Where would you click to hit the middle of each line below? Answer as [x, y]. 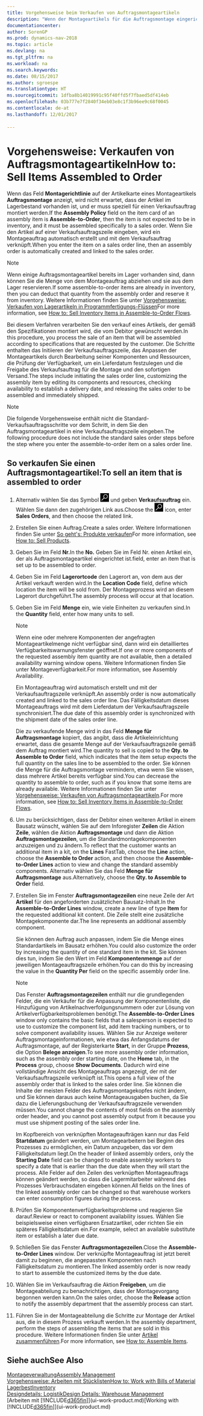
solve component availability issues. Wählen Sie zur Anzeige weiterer [101, 1033]
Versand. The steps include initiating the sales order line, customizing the [97, 376]
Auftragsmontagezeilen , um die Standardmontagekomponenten [96, 839]
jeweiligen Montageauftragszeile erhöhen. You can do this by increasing [104, 965]
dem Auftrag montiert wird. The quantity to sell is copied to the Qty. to [102, 750]
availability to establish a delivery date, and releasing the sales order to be [99, 389]
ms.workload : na [27, 63]
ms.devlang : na [26, 51]
